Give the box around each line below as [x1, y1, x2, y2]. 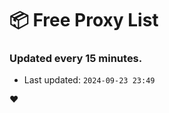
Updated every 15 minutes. [9, 52, 143, 66]
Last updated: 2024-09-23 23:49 [23, 74, 156, 86]
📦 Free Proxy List [9, 9, 159, 32]
